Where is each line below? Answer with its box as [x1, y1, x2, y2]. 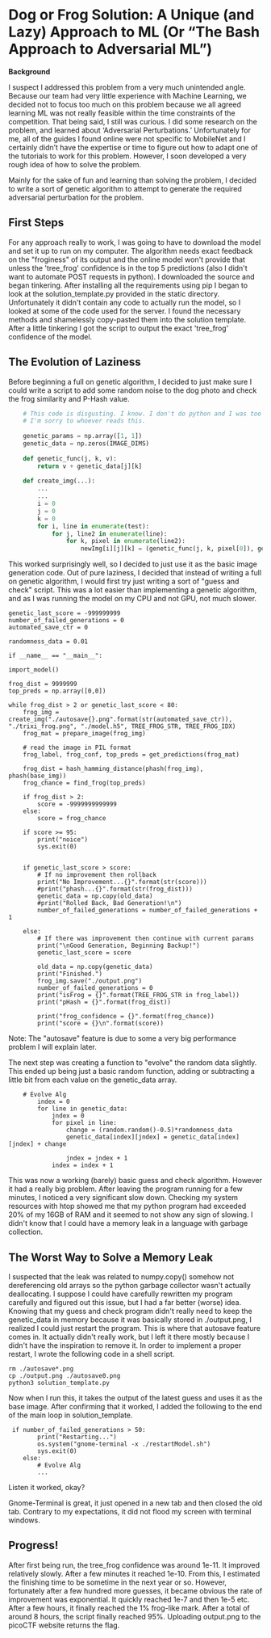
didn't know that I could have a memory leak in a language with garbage [8, 1219, 248, 1228]
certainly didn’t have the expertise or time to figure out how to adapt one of [8, 142, 258, 152]
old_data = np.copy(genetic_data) [37, 963, 153, 971]
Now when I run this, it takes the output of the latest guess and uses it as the [8, 1393, 264, 1403]
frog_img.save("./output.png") [37, 977, 143, 985]
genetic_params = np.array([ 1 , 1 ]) [23, 432, 143, 440]
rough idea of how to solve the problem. [8, 159, 141, 169]
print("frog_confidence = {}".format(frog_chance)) [37, 1013, 215, 1021]
